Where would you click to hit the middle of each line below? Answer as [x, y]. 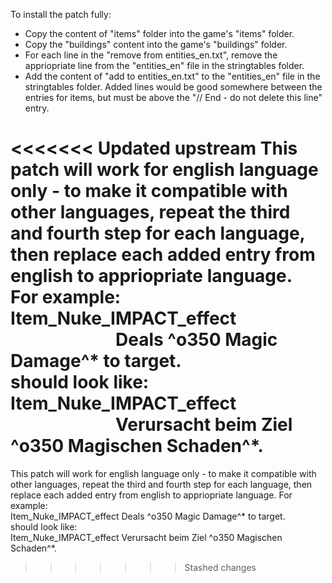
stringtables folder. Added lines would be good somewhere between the [173, 87]
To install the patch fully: [61, 14]
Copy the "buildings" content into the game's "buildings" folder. [156, 44]
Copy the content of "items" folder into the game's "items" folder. [159, 33]
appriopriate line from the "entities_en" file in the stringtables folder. [164, 65]
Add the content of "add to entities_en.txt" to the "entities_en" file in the [172, 76]
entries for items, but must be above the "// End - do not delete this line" [173, 97]
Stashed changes [220, 567]
